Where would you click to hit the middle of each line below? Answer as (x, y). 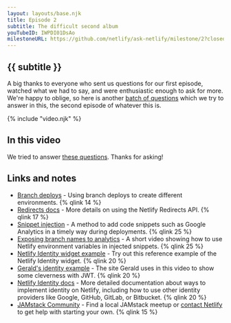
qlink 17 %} (33, 216)
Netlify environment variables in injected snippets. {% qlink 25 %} (110, 246)
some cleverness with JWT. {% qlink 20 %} (79, 275)
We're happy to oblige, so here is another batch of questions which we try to (115, 98)
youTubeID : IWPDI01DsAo (41, 33)
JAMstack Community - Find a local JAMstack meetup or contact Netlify (120, 304)
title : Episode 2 (32, 20)
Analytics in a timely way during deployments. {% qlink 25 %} (104, 232)
